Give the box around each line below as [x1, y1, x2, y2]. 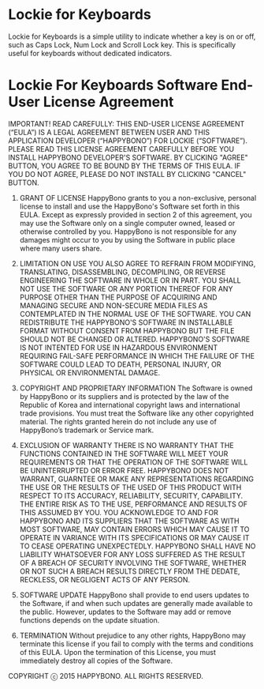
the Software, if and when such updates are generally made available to [19, 598, 254, 608]
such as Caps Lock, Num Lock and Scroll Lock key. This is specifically [8, 40, 236, 49]
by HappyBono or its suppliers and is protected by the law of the [19, 391, 229, 401]
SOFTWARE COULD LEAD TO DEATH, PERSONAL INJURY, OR [19, 360, 222, 369]
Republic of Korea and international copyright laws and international [19, 400, 240, 409]
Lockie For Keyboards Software [8, 77, 218, 94]
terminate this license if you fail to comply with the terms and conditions [19, 638, 254, 649]
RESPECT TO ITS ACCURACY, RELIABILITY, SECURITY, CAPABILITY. [19, 491, 244, 500]
